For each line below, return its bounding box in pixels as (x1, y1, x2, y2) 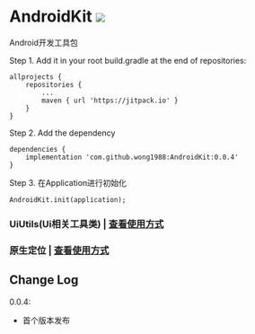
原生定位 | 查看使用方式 (9, 244, 110, 257)
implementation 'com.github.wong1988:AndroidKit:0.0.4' (25, 153, 240, 162)
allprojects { (9, 72, 63, 82)
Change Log (9, 272, 79, 288)
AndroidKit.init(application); (9, 195, 127, 204)
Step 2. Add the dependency (9, 127, 116, 138)
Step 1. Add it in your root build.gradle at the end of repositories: (9, 55, 247, 66)
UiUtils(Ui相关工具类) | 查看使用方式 (9, 217, 164, 230)
